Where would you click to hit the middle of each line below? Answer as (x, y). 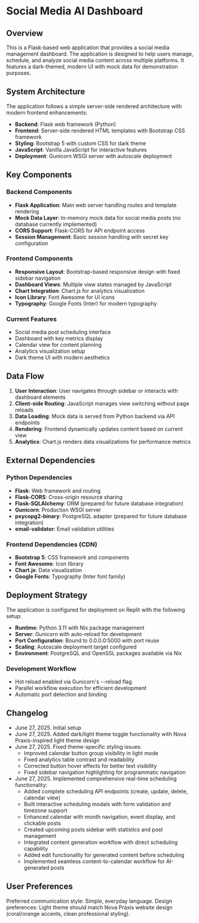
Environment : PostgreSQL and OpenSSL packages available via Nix (98, 653)
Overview (25, 33)
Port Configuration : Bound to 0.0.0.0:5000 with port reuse (87, 640)
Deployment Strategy (47, 595)
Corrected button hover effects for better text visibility (90, 765)
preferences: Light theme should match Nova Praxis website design (90, 907)
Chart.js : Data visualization (48, 570)
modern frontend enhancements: (47, 113)
